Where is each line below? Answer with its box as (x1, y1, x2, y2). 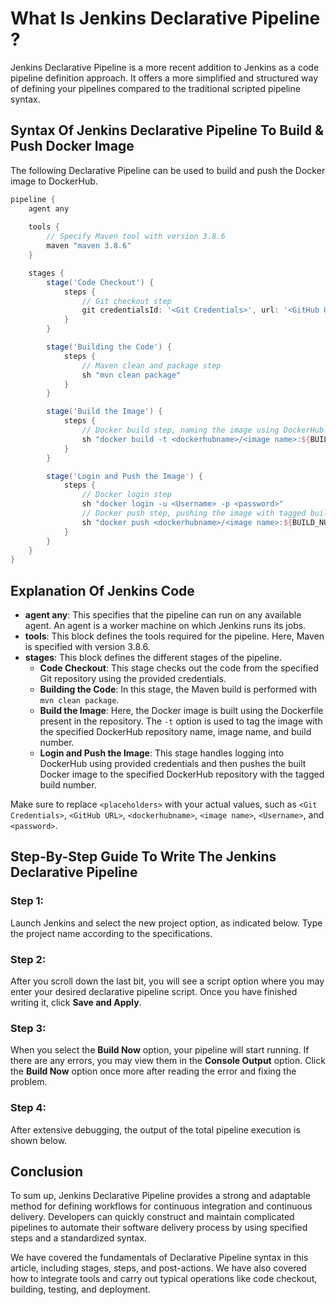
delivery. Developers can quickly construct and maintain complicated (10, 1211, 295, 1223)
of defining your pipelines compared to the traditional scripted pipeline (10, 82, 301, 94)
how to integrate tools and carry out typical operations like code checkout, (10, 1273, 318, 1285)
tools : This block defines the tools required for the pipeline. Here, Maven (24, 630, 325, 642)
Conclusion (10, 1163, 84, 1181)
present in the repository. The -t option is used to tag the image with (39, 715, 323, 727)
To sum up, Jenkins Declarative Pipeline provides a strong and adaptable (10, 1190, 311, 1202)
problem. (10, 1076, 48, 1088)
